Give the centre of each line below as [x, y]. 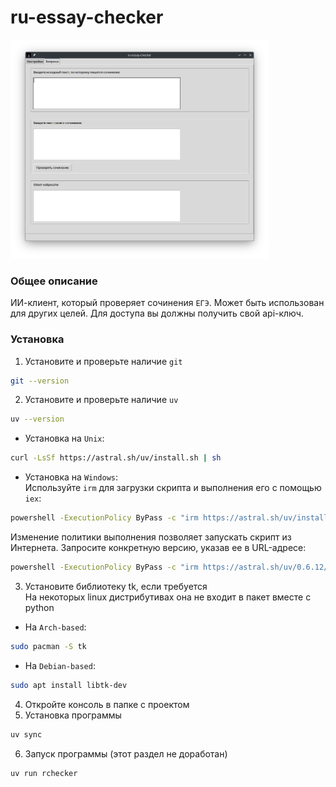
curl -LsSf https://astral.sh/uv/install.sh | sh [116, 458]
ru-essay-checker [87, 17]
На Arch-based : [55, 627]
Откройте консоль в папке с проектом [107, 704]
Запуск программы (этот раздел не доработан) [126, 753]
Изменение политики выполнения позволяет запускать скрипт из [151, 537]
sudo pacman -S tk [48, 646]
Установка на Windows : [71, 477]
